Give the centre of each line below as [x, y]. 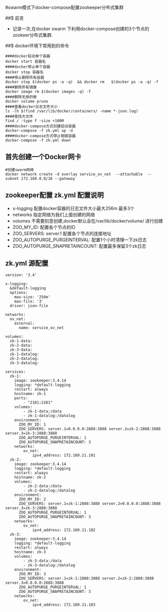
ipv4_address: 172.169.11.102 [64, 530]
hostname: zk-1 [30, 394]
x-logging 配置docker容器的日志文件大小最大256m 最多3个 [73, 208]
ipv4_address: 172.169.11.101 [64, 455]
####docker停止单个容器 [28, 67]
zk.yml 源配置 [27, 264]
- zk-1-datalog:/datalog [49, 416]
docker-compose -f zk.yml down [38, 140]
